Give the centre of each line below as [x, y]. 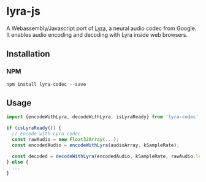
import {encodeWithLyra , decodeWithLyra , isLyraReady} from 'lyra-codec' [103, 117]
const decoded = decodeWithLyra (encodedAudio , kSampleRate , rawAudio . [104, 156]
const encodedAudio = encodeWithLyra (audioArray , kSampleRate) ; [96, 145]
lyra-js [24, 11]
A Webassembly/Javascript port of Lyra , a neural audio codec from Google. [101, 28]
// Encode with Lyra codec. [48, 134]
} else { [17, 162]
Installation [28, 54]
